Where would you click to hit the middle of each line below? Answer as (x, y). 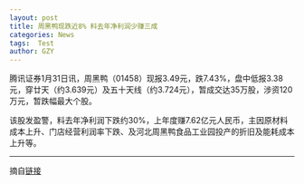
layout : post (34, 18)
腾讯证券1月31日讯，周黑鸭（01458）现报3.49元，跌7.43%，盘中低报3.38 (146, 79)
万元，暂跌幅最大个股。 (53, 102)
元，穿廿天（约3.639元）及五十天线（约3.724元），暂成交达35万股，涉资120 (151, 90)
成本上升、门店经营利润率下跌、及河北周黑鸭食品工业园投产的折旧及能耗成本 (152, 131)
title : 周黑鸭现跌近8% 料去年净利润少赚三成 (84, 26)
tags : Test (32, 43)
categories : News (42, 34)
